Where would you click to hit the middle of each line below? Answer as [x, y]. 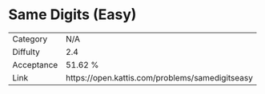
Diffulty [26, 52]
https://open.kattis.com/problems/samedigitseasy [159, 77]
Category [30, 39]
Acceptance [35, 65]
